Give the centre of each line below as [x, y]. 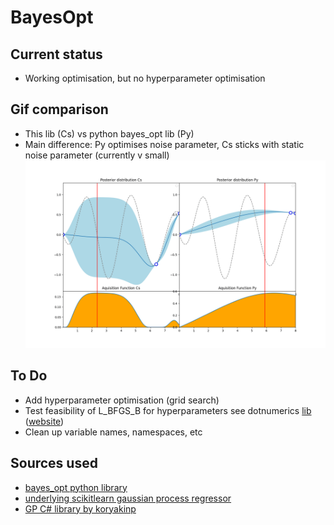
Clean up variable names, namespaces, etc [113, 432]
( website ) [44, 421]
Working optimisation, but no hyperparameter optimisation [145, 78]
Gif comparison [59, 109]
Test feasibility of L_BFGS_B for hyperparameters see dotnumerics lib [168, 410]
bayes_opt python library [76, 487]
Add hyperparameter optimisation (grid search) [122, 400]
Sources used [54, 463]
